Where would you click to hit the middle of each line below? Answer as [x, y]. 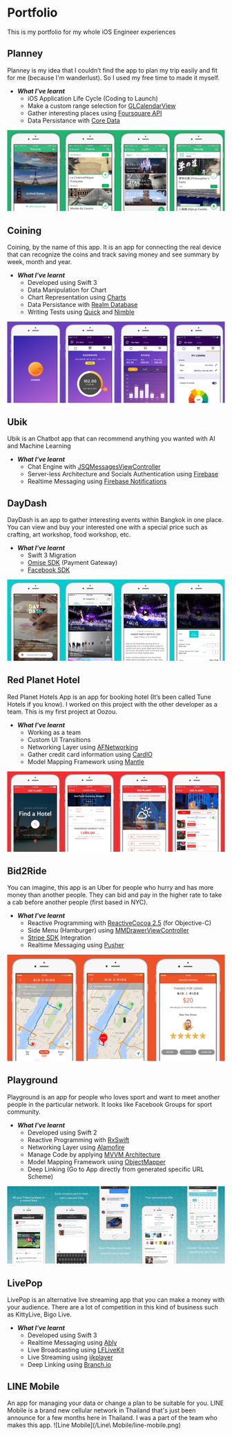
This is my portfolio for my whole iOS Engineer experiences [91, 32]
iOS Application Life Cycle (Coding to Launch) [93, 98]
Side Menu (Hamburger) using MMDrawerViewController [108, 931]
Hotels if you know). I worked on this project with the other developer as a [112, 704]
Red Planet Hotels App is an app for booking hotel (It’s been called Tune [109, 697]
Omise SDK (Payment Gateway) [72, 563]
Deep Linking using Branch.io [69, 1365]
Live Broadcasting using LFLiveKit [76, 1350]
